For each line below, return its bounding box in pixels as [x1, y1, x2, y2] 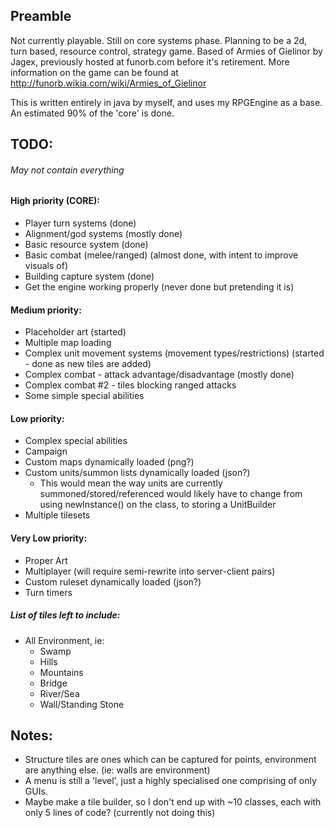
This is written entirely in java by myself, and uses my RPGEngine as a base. [10, 96, 323, 108]
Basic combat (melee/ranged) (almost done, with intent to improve [24, 249, 299, 261]
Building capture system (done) [24, 270, 155, 283]
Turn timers [24, 586, 73, 598]
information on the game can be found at [10, 66, 179, 78]
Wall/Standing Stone [39, 698, 125, 710]
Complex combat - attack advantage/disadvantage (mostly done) [24, 369, 295, 381]
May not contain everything [10, 164, 125, 176]
